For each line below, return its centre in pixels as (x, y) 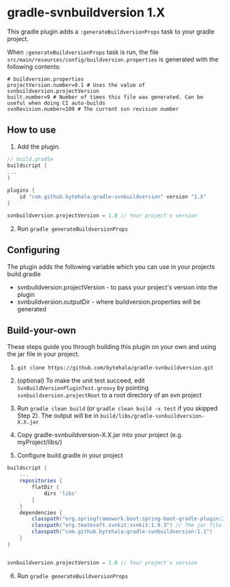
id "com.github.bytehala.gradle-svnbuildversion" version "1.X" (113, 197)
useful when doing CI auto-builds (56, 103)
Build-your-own (42, 330)
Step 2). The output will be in (58, 416)
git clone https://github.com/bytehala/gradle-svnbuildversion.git (115, 368)
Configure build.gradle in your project (70, 456)
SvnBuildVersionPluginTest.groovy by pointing (83, 388)
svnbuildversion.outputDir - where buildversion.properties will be (108, 302)
